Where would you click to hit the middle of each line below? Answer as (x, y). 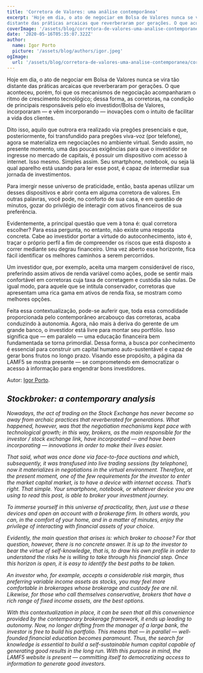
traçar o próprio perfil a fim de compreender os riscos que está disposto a (99, 242)
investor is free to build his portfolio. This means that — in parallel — (92, 632)
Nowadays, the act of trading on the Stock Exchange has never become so (100, 413)
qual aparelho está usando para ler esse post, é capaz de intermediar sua (98, 168)
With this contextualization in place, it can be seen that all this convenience (101, 613)
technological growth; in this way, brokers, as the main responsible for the (99, 433)
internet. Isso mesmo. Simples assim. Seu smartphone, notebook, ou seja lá (101, 161)
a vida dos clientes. (31, 117)
